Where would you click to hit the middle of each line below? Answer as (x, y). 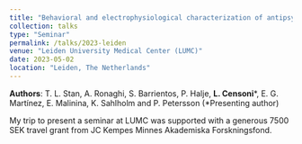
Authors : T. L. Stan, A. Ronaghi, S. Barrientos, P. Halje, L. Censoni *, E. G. (144, 93)
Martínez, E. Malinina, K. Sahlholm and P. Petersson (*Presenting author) (144, 103)
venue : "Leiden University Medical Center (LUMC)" (106, 51)
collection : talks (44, 26)
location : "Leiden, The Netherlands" (80, 68)
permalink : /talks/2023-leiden (68, 43)
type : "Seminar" (40, 34)
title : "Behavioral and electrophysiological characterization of (136, 18)
